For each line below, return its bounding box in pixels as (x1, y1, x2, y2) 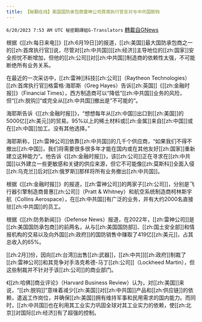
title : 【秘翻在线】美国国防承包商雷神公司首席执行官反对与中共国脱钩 (6, 8, 160, 15)
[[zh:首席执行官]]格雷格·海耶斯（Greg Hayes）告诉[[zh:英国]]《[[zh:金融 (6, 82, 185, 89)
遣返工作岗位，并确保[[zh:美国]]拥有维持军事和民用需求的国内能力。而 (16, 294, 191, 301)
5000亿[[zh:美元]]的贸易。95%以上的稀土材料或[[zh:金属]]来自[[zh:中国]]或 (6, 117, 193, 124)
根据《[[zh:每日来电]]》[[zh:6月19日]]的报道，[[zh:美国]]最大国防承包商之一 (6, 39, 193, 46)
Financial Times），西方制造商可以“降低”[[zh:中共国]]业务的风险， (23, 89, 185, 96)
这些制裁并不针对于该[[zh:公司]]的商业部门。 (6, 266, 117, 273)
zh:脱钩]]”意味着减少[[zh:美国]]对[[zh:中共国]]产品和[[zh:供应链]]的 (23, 286, 189, 294)
